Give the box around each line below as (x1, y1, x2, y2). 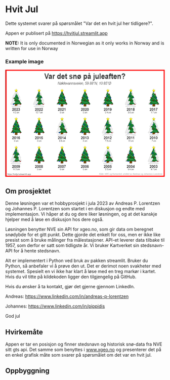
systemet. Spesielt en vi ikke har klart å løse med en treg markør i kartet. (5, 269, 156, 275)
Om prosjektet (5, 186, 52, 196)
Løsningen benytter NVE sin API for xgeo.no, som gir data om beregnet (5, 226, 153, 233)
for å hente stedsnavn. (13, 248, 61, 254)
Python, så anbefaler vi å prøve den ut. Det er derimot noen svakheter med (5, 263, 161, 269)
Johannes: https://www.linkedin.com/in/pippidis (5, 303, 105, 310)
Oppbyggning (5, 366, 50, 375)
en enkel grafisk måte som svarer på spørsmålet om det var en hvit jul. (5, 352, 152, 358)
